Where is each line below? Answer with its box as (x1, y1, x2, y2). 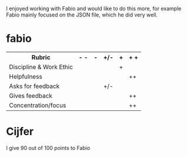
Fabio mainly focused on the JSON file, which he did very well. (6, 11, 158, 18)
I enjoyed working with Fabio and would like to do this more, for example (6, 5, 182, 12)
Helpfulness (9, 72, 42, 80)
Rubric (31, 53, 51, 61)
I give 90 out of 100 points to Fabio (6, 144, 91, 151)
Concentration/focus (9, 101, 66, 109)
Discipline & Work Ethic (9, 63, 74, 71)
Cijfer (6, 125, 34, 138)
